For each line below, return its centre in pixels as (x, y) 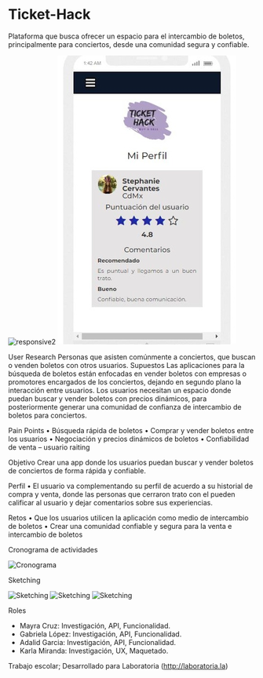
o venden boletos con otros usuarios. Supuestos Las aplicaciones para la (126, 365)
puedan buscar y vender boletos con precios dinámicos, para (108, 399)
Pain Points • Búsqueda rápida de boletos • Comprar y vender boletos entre (131, 430)
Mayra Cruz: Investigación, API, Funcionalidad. (95, 625)
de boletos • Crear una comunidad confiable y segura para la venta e (120, 526)
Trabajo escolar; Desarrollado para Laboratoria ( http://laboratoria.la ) (118, 665)
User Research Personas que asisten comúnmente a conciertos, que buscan (132, 357)
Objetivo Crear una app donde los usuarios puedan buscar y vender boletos (131, 462)
